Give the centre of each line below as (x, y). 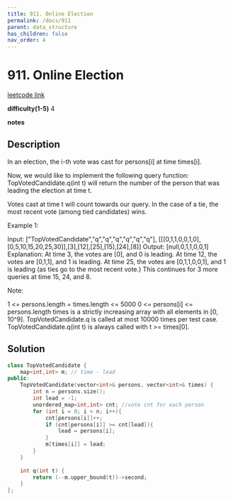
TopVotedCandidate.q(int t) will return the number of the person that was (114, 183)
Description (34, 145)
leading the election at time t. (50, 190)
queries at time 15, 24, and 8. (50, 276)
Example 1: (23, 225)
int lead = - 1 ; (55, 398)
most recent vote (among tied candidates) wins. (77, 211)
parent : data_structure (42, 27)
